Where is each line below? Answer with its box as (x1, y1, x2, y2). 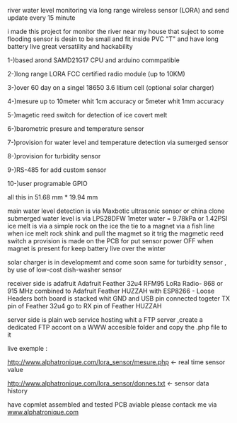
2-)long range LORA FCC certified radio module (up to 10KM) (7, 70, 185, 78)
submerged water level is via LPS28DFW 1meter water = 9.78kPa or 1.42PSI (7, 214, 228, 222)
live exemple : (7, 344, 48, 352)
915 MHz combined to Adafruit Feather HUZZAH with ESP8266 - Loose (7, 286, 215, 295)
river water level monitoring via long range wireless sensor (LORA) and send (7, 6, 229, 14)
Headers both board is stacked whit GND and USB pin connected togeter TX (7, 294, 231, 303)
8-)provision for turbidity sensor (7, 152, 101, 160)
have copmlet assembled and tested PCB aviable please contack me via (7, 400, 217, 409)
